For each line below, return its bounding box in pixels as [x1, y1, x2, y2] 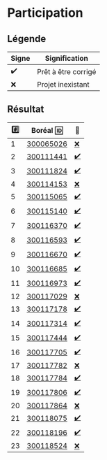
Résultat [7, 103, 44, 115]
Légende [7, 33, 47, 45]
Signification [44, 54, 88, 63]
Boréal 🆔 [31, 126, 63, 136]
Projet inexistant [37, 80, 90, 89]
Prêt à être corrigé [37, 66, 97, 76]
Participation [7, 5, 83, 21]
